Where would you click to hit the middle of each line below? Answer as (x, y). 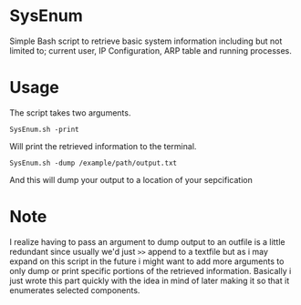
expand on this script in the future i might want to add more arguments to (147, 261)
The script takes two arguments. (70, 112)
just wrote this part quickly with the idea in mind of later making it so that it (150, 280)
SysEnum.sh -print (44, 129)
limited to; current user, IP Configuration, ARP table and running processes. (150, 50)
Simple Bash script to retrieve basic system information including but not (146, 41)
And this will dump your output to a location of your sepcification (131, 179)
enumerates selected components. (75, 290)
